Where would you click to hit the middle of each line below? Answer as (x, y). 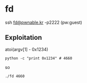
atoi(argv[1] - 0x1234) (27, 49)
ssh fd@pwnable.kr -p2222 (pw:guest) (43, 22)
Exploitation (23, 38)
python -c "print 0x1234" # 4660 (39, 58)
